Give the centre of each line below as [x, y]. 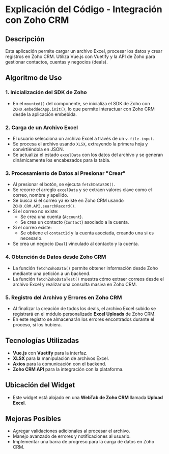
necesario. [31, 238]
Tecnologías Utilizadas [42, 341]
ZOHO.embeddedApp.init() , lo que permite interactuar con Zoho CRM [84, 109]
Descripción [25, 39]
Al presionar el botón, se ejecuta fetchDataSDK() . [64, 185]
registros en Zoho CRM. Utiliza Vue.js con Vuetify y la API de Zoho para [80, 56]
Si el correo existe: [32, 228]
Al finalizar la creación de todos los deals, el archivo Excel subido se [84, 308]
